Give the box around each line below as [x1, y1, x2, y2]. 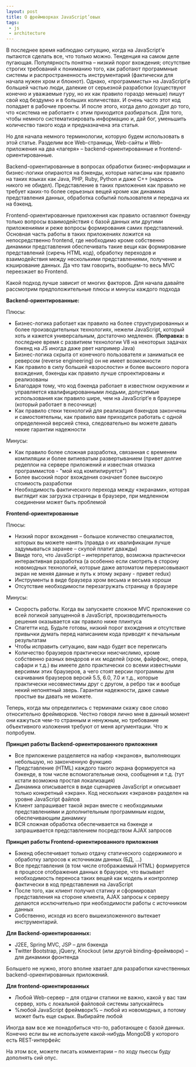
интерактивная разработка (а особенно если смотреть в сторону [14, 558, 180, 565]
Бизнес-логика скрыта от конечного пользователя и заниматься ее [14, 351, 184, 358]
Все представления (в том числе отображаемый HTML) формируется [14, 862, 190, 870]
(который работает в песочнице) [14, 401, 97, 408]
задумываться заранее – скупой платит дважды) [14, 545, 137, 552]
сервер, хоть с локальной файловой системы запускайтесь [14, 1000, 164, 1008]
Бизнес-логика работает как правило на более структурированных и [14, 320, 189, 327]
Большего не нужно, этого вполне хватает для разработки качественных [6, 965, 190, 972]
